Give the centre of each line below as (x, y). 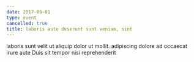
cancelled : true (27, 23)
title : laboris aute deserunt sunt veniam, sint (69, 29)
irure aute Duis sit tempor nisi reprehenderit (61, 53)
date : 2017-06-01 (28, 12)
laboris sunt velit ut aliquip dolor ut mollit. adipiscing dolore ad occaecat (97, 46)
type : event (21, 18)
